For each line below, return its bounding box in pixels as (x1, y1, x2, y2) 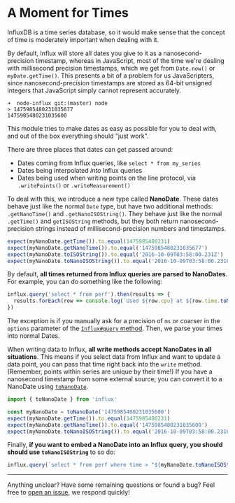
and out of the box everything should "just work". (7, 132, 149, 140)
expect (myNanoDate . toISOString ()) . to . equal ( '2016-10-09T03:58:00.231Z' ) (7, 250, 224, 258)
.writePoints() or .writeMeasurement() (17, 180, 131, 190)
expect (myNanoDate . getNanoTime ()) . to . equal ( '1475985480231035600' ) (7, 421, 208, 428)
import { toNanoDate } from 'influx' (7, 396, 117, 403)
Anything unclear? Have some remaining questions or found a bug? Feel (7, 481, 215, 489)
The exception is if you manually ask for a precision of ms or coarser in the (7, 317, 220, 325)
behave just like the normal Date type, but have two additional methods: (7, 201, 213, 211)
